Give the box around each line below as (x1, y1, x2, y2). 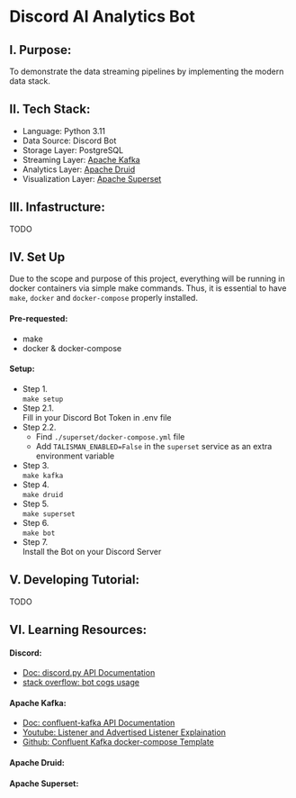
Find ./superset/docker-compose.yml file (35, 431, 185, 442)
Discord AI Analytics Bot (9, 6, 195, 27)
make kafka (22, 471, 64, 480)
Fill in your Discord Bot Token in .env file (22, 412, 173, 422)
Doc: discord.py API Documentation (22, 667, 156, 678)
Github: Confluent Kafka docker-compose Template (22, 737, 214, 748)
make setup (22, 394, 64, 404)
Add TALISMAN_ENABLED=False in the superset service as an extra (35, 440, 273, 451)
